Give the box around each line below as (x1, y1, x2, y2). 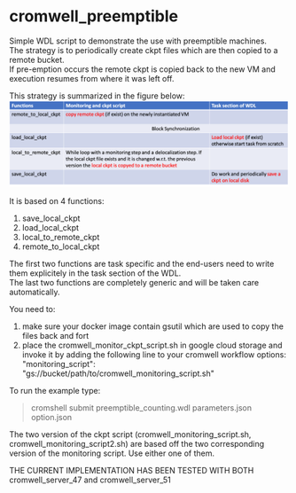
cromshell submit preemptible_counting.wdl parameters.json (30, 402, 253, 413)
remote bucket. (9, 54, 65, 65)
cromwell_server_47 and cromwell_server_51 (9, 474, 171, 485)
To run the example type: (9, 385, 101, 395)
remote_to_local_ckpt (21, 241, 100, 252)
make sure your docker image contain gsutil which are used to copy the (21, 321, 284, 332)
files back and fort (21, 330, 90, 340)
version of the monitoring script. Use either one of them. (9, 448, 215, 458)
